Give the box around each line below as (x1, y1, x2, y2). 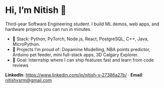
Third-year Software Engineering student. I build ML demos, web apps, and (5, 21, 160, 27)
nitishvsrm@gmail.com (5, 77, 52, 83)
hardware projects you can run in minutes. (5, 26, 92, 32)
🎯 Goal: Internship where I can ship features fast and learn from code (12, 57, 154, 63)
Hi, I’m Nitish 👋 (5, 4, 67, 16)
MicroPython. (12, 41, 40, 47)
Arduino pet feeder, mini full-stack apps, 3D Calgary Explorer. (12, 52, 139, 58)
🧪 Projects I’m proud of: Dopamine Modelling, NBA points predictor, (12, 46, 151, 52)
